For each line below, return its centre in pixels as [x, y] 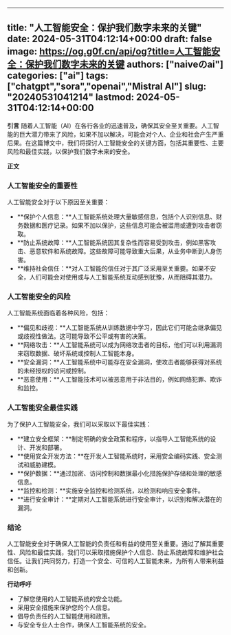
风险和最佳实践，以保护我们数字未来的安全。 [70, 151]
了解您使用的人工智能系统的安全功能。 [71, 599]
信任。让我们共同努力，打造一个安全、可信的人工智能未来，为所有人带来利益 [115, 561]
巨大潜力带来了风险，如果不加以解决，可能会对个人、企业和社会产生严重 [121, 134]
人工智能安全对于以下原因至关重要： [58, 202]
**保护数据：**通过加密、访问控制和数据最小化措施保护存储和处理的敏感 [119, 473]
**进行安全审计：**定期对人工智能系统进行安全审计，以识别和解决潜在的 [119, 499]
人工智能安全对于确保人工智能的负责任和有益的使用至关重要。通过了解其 [109, 544]
